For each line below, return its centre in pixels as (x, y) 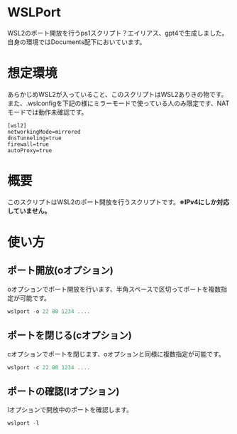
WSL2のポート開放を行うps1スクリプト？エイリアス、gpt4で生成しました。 (118, 33)
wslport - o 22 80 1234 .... (49, 311)
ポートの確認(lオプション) (64, 391)
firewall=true (28, 144)
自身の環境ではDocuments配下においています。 (77, 42)
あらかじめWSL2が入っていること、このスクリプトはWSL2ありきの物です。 (117, 94)
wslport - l (23, 423)
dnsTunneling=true (34, 138)
